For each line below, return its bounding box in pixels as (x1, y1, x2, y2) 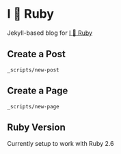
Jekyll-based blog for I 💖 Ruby (7, 29, 93, 37)
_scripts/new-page (7, 103, 59, 110)
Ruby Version (7, 121, 66, 133)
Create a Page (7, 85, 68, 97)
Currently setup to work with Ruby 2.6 (7, 140, 114, 148)
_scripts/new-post (7, 66, 59, 74)
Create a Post (7, 48, 66, 60)
